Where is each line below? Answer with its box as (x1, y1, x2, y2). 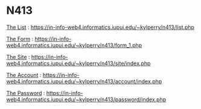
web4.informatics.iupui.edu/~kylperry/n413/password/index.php (6, 96, 167, 103)
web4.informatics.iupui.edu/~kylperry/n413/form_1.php (6, 42, 142, 49)
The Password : (6, 89, 45, 96)
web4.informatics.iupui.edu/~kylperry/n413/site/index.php (6, 60, 151, 67)
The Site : (6, 53, 30, 60)
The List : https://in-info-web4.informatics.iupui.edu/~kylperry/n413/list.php (6, 23, 195, 31)
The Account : (6, 71, 42, 78)
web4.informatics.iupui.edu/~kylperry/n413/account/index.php (6, 78, 162, 85)
